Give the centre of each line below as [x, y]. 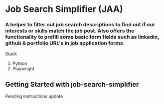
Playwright [23, 69]
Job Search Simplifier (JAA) [64, 9]
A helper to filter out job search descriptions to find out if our [80, 25]
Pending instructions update [34, 96]
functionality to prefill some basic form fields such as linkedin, [82, 37]
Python [20, 63]
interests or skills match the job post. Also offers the [70, 31]
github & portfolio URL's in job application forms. [65, 43]
